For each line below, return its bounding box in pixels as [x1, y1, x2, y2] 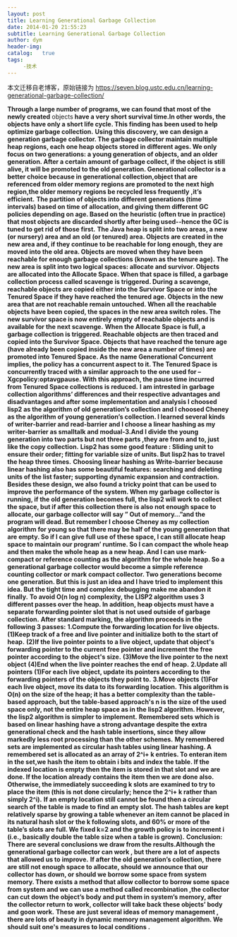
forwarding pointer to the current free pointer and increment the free [7, 645, 213, 653]
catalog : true [7, 50, 55, 57]
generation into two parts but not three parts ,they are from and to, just [7, 435, 220, 443]
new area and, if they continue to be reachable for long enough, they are [7, 239, 224, 248]
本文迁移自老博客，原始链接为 [7, 83, 94, 92]
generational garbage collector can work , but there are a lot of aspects [7, 847, 220, 856]
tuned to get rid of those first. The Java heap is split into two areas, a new [7, 225, 228, 233]
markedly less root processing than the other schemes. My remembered [7, 735, 224, 744]
